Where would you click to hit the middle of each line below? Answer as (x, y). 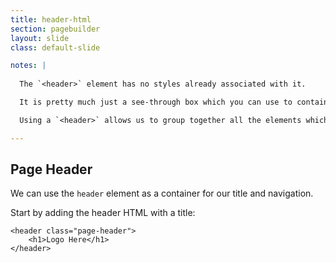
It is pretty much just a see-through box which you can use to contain (174, 102)
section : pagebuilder (55, 29)
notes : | (28, 66)
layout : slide (40, 38)
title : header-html (51, 19)
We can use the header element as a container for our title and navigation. (162, 193)
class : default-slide (55, 47)
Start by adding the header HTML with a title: (103, 213)
